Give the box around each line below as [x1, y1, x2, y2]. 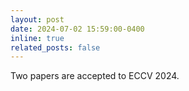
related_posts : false [10, 42, 101, 53]
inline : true [10, 33, 65, 43]
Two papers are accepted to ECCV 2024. [10, 70, 180, 82]
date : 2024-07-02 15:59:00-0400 [10, 24, 145, 34]
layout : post [10, 14, 65, 25]
